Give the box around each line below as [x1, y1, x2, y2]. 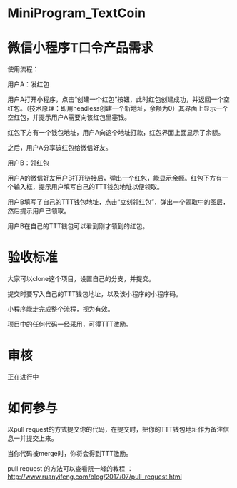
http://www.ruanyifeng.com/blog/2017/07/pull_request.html [7, 472, 182, 481]
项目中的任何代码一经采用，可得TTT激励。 [7, 320, 133, 329]
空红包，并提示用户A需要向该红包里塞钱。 [7, 113, 131, 122]
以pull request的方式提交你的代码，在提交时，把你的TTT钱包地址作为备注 [7, 425, 223, 433]
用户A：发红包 [7, 80, 50, 88]
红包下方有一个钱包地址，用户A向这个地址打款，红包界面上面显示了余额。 [7, 128, 225, 137]
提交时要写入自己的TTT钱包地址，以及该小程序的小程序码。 [7, 290, 183, 298]
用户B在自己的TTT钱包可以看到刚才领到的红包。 [7, 222, 149, 230]
